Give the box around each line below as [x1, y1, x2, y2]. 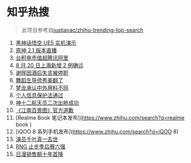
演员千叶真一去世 [15, 135, 58, 143]
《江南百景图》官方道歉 [15, 106, 74, 114]
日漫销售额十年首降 [15, 150, 64, 158]
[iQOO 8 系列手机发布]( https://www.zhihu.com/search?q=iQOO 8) [15, 128, 179, 135]
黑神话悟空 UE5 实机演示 [15, 39, 77, 46]
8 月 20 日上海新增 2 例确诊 [15, 61, 84, 69]
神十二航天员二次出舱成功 [15, 99, 79, 106]
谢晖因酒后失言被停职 [15, 69, 68, 76]
